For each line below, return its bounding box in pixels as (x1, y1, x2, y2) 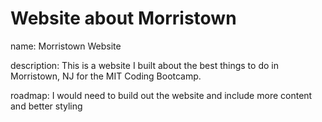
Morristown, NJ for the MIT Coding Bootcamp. (10, 70, 202, 82)
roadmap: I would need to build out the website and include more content (10, 89, 313, 101)
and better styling (10, 100, 83, 112)
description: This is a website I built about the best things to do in (10, 59, 279, 71)
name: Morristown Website (10, 40, 122, 52)
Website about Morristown (10, 7, 237, 30)
